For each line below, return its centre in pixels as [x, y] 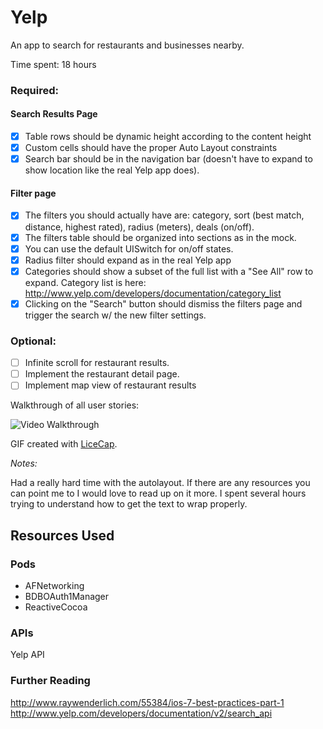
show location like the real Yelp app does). [112, 170]
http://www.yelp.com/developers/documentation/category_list [153, 293]
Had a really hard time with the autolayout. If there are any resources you [160, 483]
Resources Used [62, 535]
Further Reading [50, 681]
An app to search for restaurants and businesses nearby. [127, 45]
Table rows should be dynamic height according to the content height [168, 137]
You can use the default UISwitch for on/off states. [129, 248]
